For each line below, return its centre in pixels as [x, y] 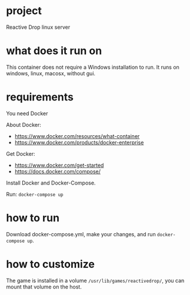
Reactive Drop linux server [38, 27]
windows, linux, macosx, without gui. [51, 73]
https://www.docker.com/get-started [59, 165]
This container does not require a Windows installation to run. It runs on [93, 67]
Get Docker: [21, 153]
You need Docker [27, 113]
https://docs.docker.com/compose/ [58, 171]
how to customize [51, 264]
